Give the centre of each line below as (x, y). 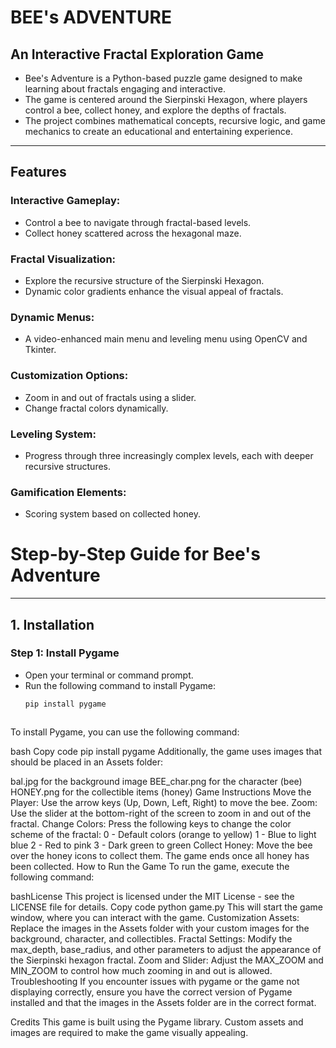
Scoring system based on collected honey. (113, 514)
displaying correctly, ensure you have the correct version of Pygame (151, 992)
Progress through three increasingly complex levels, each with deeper (169, 455)
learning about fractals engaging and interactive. (125, 89)
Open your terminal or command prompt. (109, 675)
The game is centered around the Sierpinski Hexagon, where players (166, 99)
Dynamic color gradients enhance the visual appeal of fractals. (154, 291)
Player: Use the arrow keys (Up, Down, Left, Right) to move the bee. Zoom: (164, 802)
